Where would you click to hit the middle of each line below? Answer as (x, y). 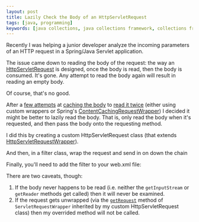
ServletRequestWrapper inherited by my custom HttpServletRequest (97, 207)
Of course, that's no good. (38, 93)
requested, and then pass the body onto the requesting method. (84, 124)
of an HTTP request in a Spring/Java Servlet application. (75, 52)
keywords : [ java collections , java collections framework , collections (96, 28)
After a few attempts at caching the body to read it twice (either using (91, 105)
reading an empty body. (35, 82)
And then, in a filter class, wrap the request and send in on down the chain (97, 153)
